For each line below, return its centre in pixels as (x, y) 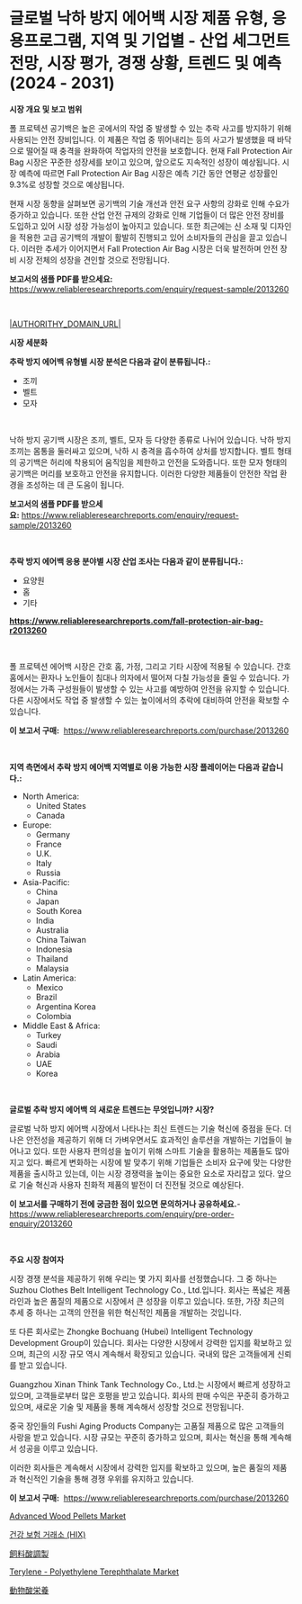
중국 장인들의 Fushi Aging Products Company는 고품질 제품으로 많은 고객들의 (147, 1426)
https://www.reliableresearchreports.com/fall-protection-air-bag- (136, 621)
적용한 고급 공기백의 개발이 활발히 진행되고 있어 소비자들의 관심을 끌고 (141, 237)
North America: (50, 796)
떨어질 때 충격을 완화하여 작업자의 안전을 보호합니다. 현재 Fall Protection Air (159, 150)
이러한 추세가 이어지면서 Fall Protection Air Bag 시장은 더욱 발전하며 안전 (150, 248)
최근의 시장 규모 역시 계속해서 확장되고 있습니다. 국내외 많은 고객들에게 (152, 1354)
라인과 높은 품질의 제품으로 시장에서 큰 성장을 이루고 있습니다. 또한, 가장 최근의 (147, 1301)
